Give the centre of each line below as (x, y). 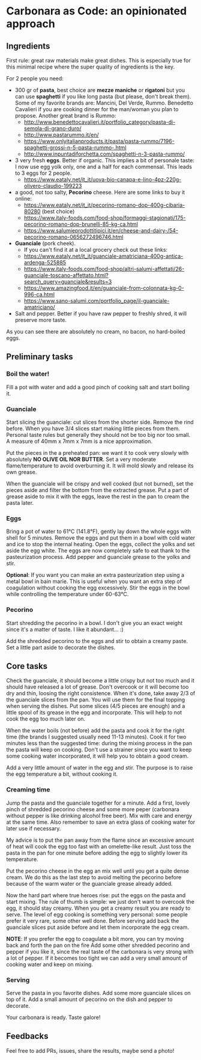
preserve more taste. (41, 320)
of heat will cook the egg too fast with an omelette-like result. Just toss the (99, 846)
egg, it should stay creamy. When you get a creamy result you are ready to (98, 908)
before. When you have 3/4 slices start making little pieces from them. (93, 428)
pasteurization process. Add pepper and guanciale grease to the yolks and (98, 557)
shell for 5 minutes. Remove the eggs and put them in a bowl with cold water (101, 538)
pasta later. (20, 502)
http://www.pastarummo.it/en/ (61, 135)
